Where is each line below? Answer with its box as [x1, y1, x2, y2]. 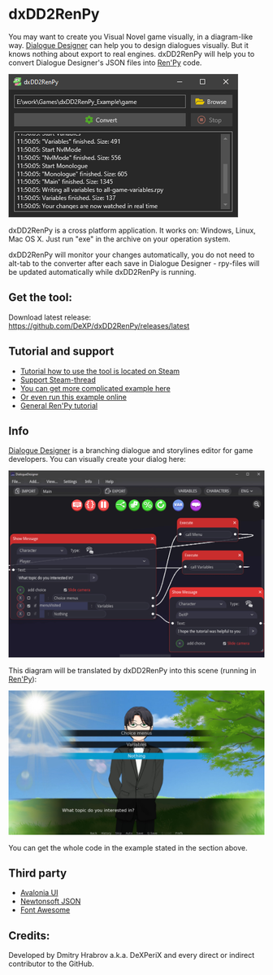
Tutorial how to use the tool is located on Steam [19, 366, 180, 376]
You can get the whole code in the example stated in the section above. [8, 842, 248, 852]
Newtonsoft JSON [19, 896, 81, 907]
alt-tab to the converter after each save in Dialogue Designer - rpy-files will [8, 258, 260, 268]
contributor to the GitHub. [8, 959, 95, 968]
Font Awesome [19, 905, 71, 915]
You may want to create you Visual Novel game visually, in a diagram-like [8, 32, 253, 41]
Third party [8, 866, 67, 880]
